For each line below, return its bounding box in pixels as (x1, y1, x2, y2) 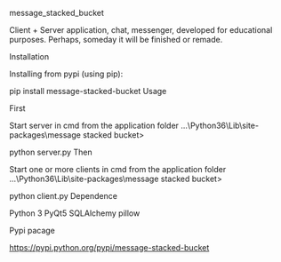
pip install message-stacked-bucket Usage (9, 86, 167, 96)
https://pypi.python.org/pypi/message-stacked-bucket (9, 242, 210, 252)
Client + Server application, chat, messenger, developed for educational (9, 25, 273, 35)
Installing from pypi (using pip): (9, 68, 124, 79)
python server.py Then (9, 147, 92, 157)
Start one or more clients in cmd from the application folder (9, 164, 227, 174)
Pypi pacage (9, 226, 56, 235)
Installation (9, 52, 50, 61)
